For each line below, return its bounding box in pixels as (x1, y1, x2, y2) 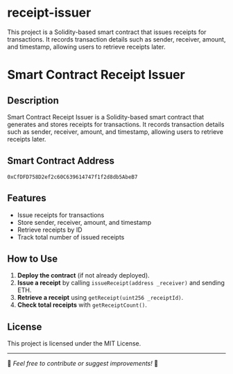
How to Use (7, 253, 58, 264)
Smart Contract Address (7, 155, 115, 167)
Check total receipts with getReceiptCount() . (17, 300, 147, 309)
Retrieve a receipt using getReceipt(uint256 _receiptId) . (17, 294, 184, 302)
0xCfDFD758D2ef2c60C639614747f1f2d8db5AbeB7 (7, 173, 138, 180)
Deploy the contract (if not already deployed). (17, 271, 150, 280)
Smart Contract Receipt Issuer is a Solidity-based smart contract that (7, 112, 205, 121)
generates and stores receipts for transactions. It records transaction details (7, 120, 225, 128)
